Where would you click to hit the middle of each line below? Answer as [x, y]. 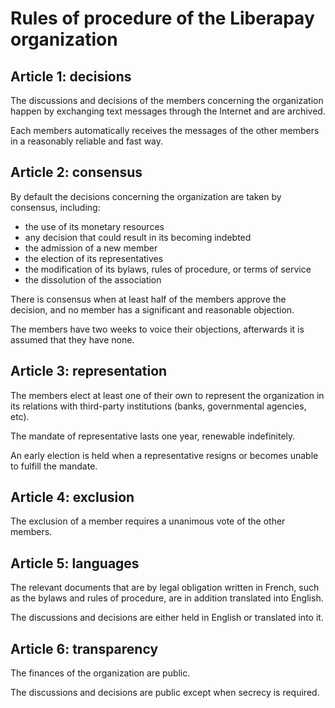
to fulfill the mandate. [54, 466]
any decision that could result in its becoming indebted [138, 237]
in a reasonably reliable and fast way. [87, 141]
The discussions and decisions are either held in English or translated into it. [167, 618]
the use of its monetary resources [94, 226]
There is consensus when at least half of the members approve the [148, 299]
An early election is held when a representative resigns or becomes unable [164, 455]
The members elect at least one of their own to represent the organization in [167, 395]
